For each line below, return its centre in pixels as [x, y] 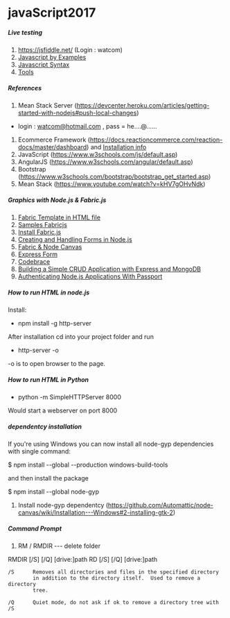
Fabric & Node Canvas [50, 247]
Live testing [25, 32]
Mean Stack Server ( [47, 106]
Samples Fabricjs [43, 225]
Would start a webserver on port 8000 [63, 410]
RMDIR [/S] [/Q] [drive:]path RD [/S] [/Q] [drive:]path [83, 559]
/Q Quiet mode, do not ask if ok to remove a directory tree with [113, 602]
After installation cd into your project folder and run [81, 337]
